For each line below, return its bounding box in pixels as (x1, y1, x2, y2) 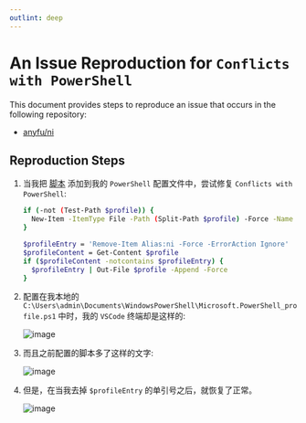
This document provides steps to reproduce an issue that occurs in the (9, 99, 277, 110)
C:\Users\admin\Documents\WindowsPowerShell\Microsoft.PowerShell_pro (22, 301, 298, 311)
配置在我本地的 (22, 291, 79, 302)
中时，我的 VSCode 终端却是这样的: (58, 311, 185, 322)
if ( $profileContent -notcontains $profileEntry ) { (22, 257, 224, 266)
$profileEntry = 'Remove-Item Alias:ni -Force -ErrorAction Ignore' (22, 239, 290, 249)
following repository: (9, 109, 87, 120)
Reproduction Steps (9, 153, 125, 168)
